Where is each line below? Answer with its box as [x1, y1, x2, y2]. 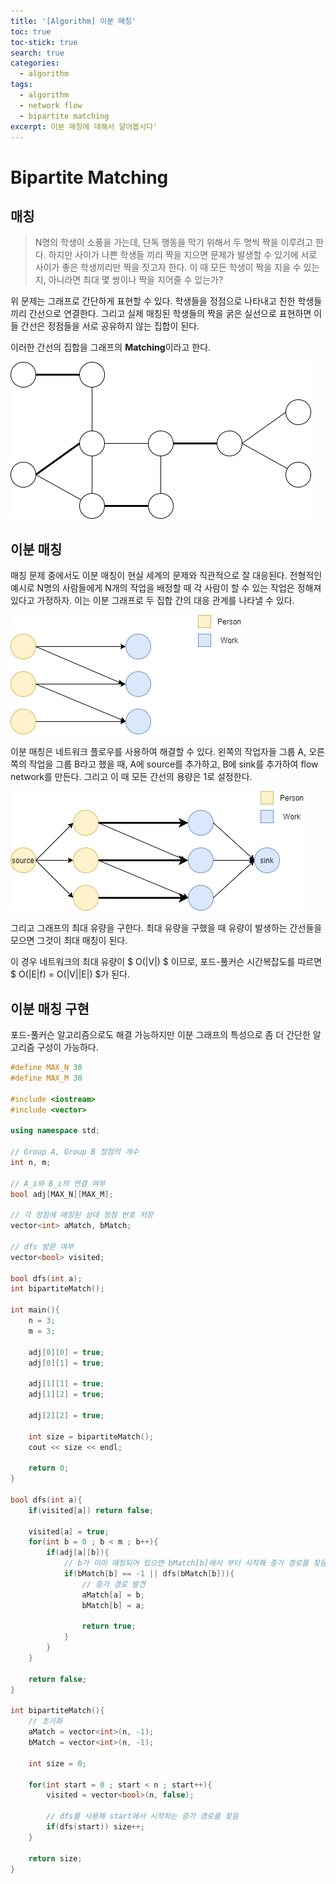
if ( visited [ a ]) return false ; [28, 1505, 155, 1515]
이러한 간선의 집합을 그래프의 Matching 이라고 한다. [10, 341, 212, 354]
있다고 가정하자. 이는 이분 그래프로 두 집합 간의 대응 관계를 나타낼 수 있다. [10, 595, 295, 607]
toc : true [10, 26, 52, 37]
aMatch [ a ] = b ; [81, 1590, 145, 1600]
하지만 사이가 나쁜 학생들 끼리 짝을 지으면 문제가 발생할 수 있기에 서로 [48, 249, 318, 261]
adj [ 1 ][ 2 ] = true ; [28, 1390, 105, 1400]
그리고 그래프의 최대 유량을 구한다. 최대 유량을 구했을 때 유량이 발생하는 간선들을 [10, 922, 323, 934]
